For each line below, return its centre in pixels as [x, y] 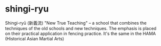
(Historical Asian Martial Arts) [35, 38]
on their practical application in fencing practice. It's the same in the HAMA [80, 33]
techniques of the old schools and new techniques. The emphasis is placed [81, 28]
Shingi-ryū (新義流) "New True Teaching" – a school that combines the [76, 23]
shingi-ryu [27, 9]
